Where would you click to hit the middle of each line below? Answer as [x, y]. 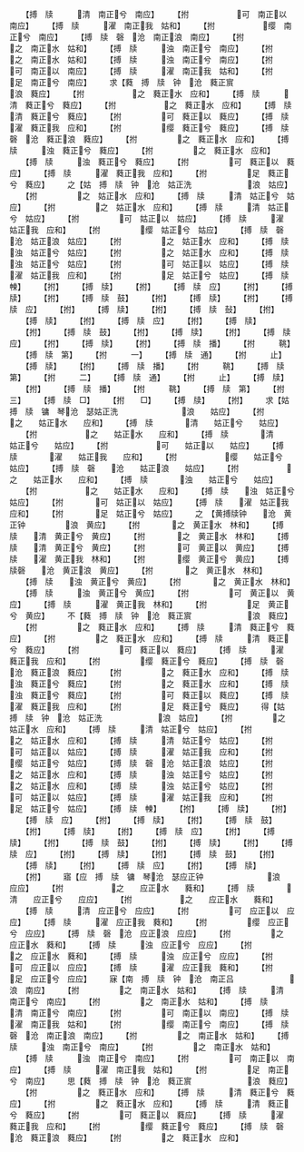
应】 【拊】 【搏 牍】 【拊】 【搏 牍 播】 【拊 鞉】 [152, 343]
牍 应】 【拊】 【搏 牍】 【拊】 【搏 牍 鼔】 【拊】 [144, 309]
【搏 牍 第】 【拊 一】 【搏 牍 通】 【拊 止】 [156, 354]
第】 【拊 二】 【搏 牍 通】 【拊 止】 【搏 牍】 [149, 377]
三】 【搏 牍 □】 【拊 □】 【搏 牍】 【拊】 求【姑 [150, 400]
